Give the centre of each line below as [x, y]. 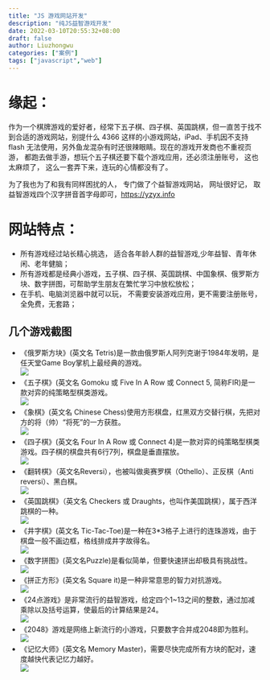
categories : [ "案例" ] [43, 53]
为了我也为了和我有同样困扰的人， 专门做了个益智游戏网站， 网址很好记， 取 [135, 184]
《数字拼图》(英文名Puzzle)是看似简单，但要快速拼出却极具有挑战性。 [136, 560]
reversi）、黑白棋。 [51, 481]
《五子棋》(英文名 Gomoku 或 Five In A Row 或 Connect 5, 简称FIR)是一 [137, 382]
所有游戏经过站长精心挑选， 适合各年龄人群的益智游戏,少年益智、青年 [135, 253]
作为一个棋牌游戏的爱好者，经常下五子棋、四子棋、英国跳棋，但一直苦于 [128, 126]
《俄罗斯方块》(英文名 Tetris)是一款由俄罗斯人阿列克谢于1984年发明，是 [139, 352]
